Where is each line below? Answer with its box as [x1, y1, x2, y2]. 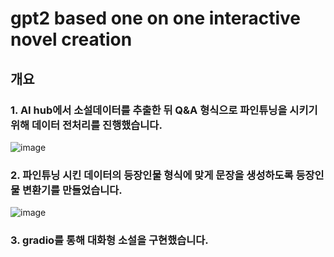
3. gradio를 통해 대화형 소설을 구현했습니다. [10, 233, 209, 247]
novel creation [10, 28, 133, 51]
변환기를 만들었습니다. [21, 183, 123, 197]
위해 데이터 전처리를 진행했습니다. [10, 118, 163, 132]
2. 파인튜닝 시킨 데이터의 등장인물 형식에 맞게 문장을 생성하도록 [10, 168, 294, 182]
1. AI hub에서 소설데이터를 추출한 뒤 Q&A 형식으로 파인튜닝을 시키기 [10, 103, 318, 117]
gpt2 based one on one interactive [10, 7, 301, 30]
